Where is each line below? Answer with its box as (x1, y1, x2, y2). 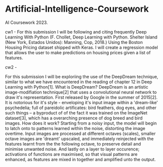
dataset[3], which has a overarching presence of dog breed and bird (5, 115, 143, 121)
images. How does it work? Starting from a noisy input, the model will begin (5, 120, 157, 126)
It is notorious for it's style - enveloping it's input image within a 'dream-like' (5, 99, 158, 105)
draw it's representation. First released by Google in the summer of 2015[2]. (5, 94, 158, 100)
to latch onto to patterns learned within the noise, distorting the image (5, 125, 145, 131)
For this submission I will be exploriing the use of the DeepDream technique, (5, 74, 159, 79)
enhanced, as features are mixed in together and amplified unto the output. (5, 156, 156, 162)
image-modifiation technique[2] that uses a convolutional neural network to (5, 89, 157, 95)
